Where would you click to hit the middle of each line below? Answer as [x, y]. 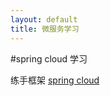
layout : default [44, 19]
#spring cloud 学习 [49, 58]
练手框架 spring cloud [55, 80]
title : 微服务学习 [45, 29]
